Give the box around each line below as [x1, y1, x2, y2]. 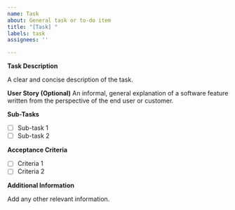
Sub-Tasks [7, 110, 40, 119]
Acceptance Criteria [7, 145, 68, 155]
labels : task [7, 29, 46, 37]
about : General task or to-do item [7, 17, 112, 24]
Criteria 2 [17, 167, 45, 176]
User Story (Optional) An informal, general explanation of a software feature [7, 89, 229, 98]
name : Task [7, 10, 39, 18]
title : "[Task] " [7, 23, 58, 30]
